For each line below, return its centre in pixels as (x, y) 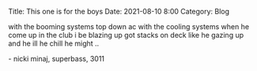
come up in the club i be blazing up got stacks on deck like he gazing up (126, 35)
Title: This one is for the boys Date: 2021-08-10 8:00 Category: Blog (119, 11)
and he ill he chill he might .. (54, 43)
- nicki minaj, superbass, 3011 (57, 59)
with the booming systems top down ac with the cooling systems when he (129, 26)
